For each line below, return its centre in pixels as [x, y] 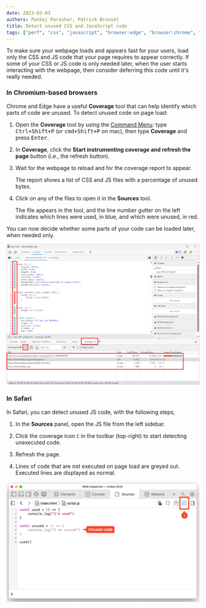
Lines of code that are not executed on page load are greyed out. [97, 466]
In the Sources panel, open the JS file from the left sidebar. [90, 424]
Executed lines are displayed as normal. [65, 472]
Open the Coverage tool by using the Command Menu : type [91, 124]
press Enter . [32, 138]
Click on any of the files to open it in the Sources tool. [83, 198]
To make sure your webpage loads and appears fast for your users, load [97, 51]
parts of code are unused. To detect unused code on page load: [87, 112]
